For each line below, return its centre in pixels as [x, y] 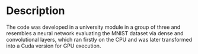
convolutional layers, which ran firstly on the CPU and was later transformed [99, 39]
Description [36, 11]
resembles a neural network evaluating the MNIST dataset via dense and [95, 33]
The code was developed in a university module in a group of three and [93, 27]
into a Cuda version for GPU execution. [54, 46]
